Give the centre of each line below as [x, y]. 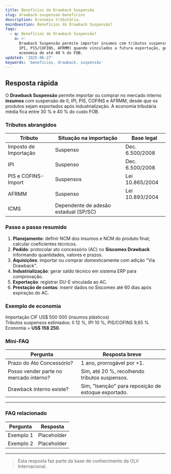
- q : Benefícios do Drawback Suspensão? [53, 34]
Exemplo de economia [33, 306]
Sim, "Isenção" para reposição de [121, 386]
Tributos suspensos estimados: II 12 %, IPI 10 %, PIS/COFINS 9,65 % [77, 322]
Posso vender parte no [35, 371]
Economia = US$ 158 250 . [33, 328]
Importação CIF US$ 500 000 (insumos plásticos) [57, 317]
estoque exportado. [104, 393]
